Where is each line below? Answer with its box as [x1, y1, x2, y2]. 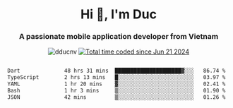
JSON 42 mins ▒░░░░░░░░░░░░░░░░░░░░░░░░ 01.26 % [7, 93, 226, 101]
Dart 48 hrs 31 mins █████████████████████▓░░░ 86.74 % [7, 67, 226, 75]
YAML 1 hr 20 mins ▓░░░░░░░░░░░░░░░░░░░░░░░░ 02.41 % [7, 80, 226, 88]
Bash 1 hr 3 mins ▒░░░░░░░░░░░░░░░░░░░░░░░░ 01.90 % [7, 88, 226, 95]
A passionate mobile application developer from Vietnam [18, 32, 219, 42]
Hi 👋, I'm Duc [80, 6, 157, 23]
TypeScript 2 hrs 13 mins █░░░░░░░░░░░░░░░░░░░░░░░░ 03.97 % [7, 74, 226, 81]
